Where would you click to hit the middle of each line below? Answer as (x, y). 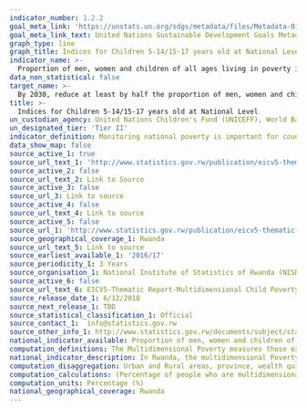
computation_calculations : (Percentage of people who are (122, 374)
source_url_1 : (36, 230)
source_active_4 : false (55, 205)
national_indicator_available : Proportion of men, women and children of (153, 341)
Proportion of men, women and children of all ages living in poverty (154, 69)
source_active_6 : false (55, 281)
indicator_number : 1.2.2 (56, 18)
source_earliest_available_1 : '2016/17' (87, 256)
